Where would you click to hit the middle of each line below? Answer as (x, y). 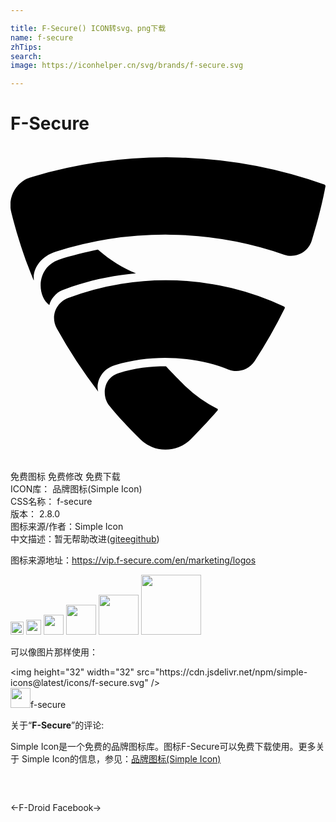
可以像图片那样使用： (54, 652)
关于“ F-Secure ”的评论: (57, 725)
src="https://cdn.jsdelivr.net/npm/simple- (222, 672)
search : (26, 56)
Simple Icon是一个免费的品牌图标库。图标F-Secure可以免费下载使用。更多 (163, 747)
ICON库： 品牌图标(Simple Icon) (76, 489)
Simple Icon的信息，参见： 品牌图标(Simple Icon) (121, 759)
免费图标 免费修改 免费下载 (65, 477)
